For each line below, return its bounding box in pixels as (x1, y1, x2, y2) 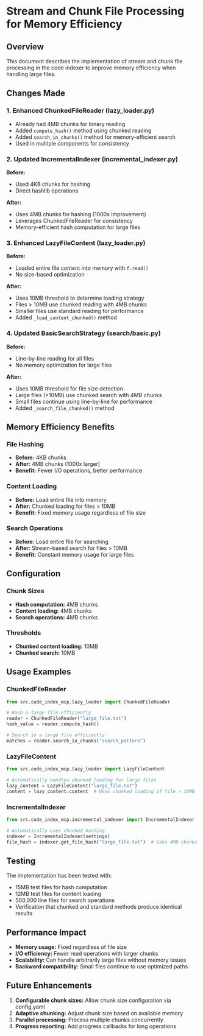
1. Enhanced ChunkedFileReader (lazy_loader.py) (6, 107, 154, 115)
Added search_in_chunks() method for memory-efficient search (15, 133, 176, 141)
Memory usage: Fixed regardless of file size (15, 943, 127, 951)
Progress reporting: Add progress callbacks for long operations (15, 1022, 177, 1030)
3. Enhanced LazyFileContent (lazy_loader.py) (6, 239, 146, 247)
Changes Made (6, 88, 65, 99)
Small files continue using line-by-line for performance (15, 398, 152, 405)
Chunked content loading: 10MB (15, 643, 99, 650)
